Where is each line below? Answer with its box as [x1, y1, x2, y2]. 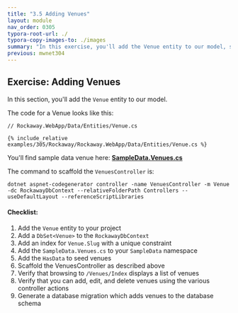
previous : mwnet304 [7, 50, 65, 57]
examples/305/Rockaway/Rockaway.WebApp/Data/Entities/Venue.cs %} [7, 141, 208, 148]
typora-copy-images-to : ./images [7, 37, 106, 44]
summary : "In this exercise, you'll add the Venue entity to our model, [7, 43, 227, 50]
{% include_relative [7, 135, 69, 142]
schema [17, 299, 41, 307]
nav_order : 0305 [7, 23, 55, 30]
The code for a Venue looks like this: [7, 108, 114, 117]
